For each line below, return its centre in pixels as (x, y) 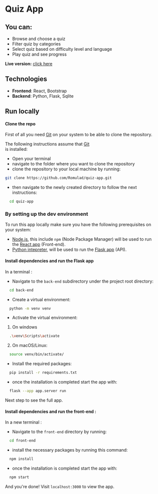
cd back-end (22, 290)
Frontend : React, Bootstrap (39, 91)
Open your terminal (31, 159)
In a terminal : (19, 271)
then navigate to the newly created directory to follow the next (74, 187)
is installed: (16, 149)
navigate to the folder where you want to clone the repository (73, 164)
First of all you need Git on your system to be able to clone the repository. (79, 135)
